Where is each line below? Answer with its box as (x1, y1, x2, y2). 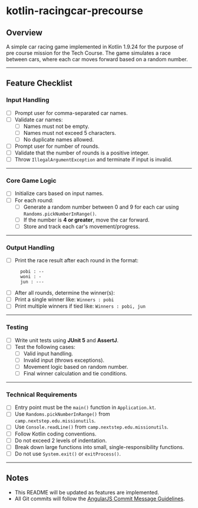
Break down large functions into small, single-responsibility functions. (14, 443, 184, 450)
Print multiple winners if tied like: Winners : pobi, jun (14, 302, 146, 310)
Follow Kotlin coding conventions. (14, 430, 97, 437)
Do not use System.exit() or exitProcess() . (14, 450, 121, 457)
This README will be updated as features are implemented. (14, 489, 159, 496)
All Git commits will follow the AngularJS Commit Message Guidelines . (14, 495, 185, 502)
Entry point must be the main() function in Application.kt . (14, 404, 156, 411)
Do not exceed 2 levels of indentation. (14, 437, 107, 444)
